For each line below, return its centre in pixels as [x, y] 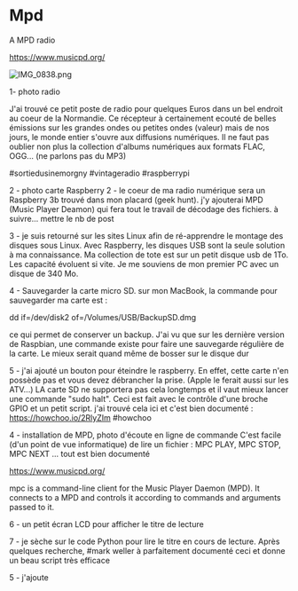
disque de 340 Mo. [44, 273]
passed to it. [32, 507]
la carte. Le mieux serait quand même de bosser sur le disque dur [129, 353]
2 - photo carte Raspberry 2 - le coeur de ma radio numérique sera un [137, 190]
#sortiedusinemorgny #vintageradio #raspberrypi [100, 173]
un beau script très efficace [60, 560]
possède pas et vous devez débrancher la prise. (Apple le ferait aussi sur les [149, 380]
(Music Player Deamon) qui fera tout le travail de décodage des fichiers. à [144, 209]
